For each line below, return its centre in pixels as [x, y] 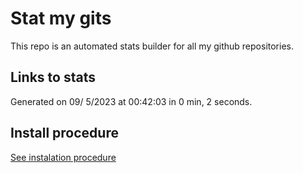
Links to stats [53, 77]
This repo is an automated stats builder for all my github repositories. [152, 46]
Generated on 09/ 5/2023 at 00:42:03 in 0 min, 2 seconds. [131, 101]
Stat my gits [61, 18]
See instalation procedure [63, 157]
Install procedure [64, 133]
